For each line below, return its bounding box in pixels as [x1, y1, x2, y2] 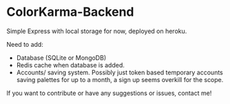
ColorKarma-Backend [6, 4, 135, 20]
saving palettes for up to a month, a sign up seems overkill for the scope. [16, 75, 224, 83]
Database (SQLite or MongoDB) [16, 53, 107, 62]
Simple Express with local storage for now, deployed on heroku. [6, 27, 187, 35]
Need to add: [6, 40, 44, 48]
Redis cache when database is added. [16, 61, 125, 69]
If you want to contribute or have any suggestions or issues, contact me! [6, 89, 212, 97]
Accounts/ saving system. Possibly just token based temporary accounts [16, 68, 223, 76]
